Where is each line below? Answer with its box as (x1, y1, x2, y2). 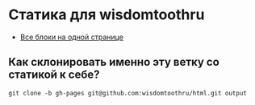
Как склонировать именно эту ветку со (8, 55, 219, 69)
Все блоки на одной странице (19, 32, 123, 42)
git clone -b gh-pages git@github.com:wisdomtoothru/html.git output (8, 89, 248, 97)
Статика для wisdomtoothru (8, 6, 205, 24)
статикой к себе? (8, 68, 100, 82)
